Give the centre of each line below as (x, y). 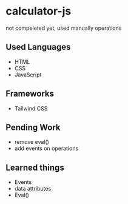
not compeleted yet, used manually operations (64, 28)
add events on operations (46, 148)
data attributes (33, 189)
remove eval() (32, 142)
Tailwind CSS (31, 108)
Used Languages (38, 47)
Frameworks (30, 94)
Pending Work (33, 127)
